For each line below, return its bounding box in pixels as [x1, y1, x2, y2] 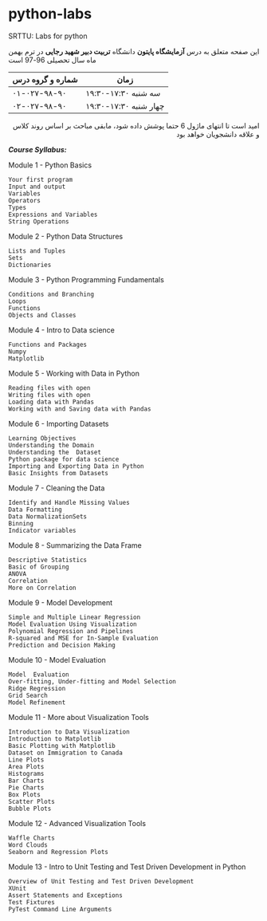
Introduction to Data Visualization [8, 727, 130, 736]
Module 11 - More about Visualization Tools [8, 712, 149, 722]
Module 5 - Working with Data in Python [8, 368, 140, 378]
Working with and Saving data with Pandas [8, 404, 151, 413]
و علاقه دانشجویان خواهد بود [176, 129, 260, 139]
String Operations [8, 217, 69, 226]
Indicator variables [8, 526, 77, 534]
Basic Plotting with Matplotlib [8, 742, 116, 750]
